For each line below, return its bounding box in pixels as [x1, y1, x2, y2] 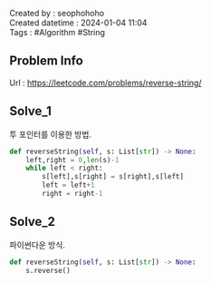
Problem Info [9, 54, 83, 69]
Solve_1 [9, 103, 53, 119]
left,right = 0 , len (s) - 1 [25, 155, 120, 164]
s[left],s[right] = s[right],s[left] [42, 172, 184, 181]
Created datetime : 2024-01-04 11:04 [9, 17, 148, 28]
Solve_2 [9, 214, 56, 229]
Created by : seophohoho [9, 8, 105, 18]
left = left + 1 [42, 181, 95, 190]
